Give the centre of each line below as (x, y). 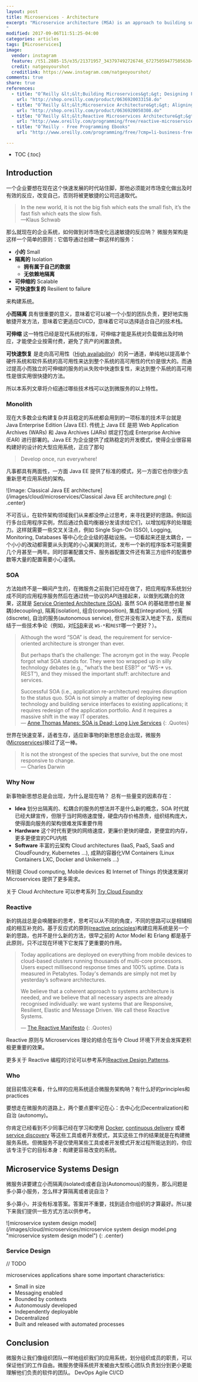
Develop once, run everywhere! (59, 459)
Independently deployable (46, 1312)
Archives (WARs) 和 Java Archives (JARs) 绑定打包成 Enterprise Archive (93, 432)
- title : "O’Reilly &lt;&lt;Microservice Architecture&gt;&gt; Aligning (103, 105)
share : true (21, 83)
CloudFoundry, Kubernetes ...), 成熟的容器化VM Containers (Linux (95, 853)
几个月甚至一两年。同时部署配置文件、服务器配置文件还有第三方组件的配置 (96, 552)
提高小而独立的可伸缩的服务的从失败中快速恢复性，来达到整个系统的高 (96, 368)
